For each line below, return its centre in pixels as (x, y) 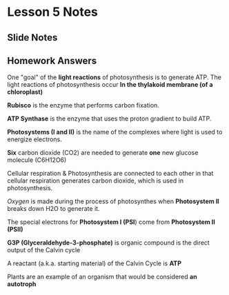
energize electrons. (34, 139)
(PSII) (15, 230)
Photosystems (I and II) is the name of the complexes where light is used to (115, 132)
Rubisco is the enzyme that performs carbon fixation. (83, 105)
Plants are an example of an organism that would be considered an (102, 277)
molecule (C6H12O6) (37, 160)
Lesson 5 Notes (53, 12)
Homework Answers (52, 60)
